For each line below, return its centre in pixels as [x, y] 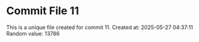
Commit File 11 [43, 11]
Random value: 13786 [33, 33]
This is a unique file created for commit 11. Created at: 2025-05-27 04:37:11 [99, 27]
